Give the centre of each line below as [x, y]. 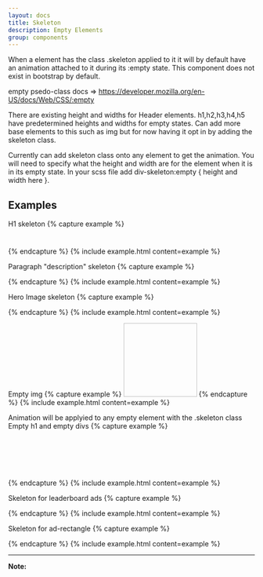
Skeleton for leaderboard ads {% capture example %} [95, 498]
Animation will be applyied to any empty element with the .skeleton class [125, 418]
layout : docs [29, 15]
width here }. [29, 181]
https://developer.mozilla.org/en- [151, 92]
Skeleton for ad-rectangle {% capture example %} [89, 529]
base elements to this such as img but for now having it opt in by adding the [130, 132]
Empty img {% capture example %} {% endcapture [128, 394]
